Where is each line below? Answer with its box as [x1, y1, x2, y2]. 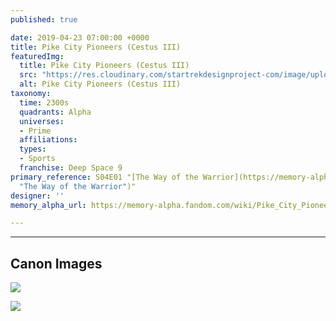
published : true [10, 14, 78, 25]
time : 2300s [19, 97, 70, 108]
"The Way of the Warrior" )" [19, 181, 137, 191]
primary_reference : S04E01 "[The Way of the [10, 172, 199, 182]
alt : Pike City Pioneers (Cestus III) [19, 79, 182, 90]
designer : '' [10, 191, 65, 201]
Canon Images [10, 255, 103, 272]
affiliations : [19, 135, 78, 145]
